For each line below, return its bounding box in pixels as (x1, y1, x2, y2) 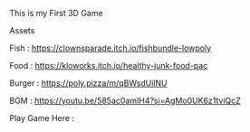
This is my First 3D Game (9, 8, 103, 18)
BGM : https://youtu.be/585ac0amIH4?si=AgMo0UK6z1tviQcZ (9, 95, 242, 106)
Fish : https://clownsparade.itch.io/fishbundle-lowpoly (9, 42, 212, 53)
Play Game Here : (9, 113, 75, 123)
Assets (9, 25, 35, 35)
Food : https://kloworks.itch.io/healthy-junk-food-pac (9, 61, 208, 71)
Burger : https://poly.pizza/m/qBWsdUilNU (9, 78, 168, 89)
